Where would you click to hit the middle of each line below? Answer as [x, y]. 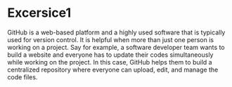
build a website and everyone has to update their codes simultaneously [110, 55]
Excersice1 [39, 13]
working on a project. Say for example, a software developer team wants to [116, 47]
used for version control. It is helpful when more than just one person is [111, 39]
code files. [22, 77]
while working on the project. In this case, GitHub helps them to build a [110, 62]
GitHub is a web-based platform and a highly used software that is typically [116, 32]
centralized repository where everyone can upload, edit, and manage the [113, 69]
